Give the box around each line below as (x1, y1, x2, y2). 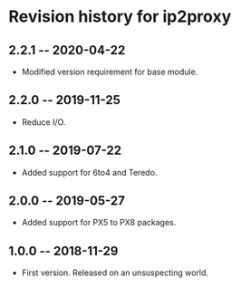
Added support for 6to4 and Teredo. (21, 167, 158, 177)
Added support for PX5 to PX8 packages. (21, 217, 177, 228)
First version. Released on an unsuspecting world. (21, 267, 209, 278)
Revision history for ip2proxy (8, 6, 232, 27)
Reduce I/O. (21, 116, 66, 128)
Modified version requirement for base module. (21, 66, 198, 77)
